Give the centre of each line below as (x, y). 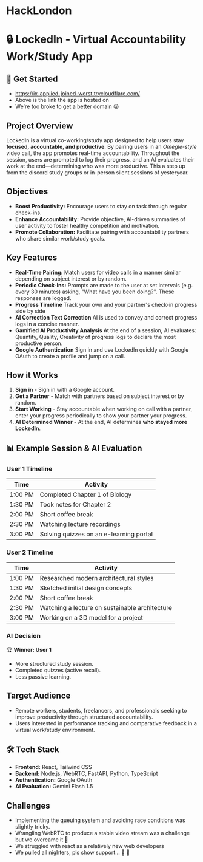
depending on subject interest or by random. (71, 279)
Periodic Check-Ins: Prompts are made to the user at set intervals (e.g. (104, 285)
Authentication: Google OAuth (54, 780)
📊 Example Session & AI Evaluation (74, 448)
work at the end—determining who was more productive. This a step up (96, 166)
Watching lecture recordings (80, 524)
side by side (30, 311)
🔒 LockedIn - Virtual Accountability (96, 39)
